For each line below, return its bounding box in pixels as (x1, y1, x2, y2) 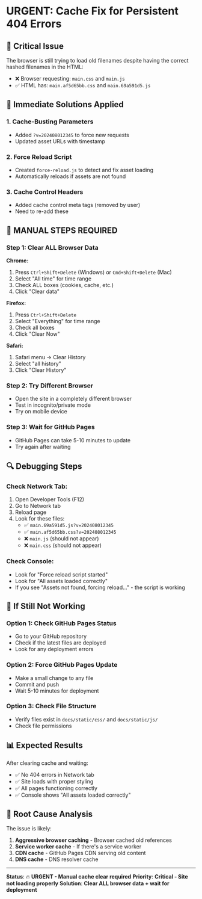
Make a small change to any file (14, 674, 94, 681)
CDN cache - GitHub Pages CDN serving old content (14, 850, 146, 857)
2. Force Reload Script (6, 152, 72, 161)
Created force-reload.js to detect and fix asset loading (14, 166, 154, 173)
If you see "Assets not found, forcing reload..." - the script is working (14, 584, 185, 591)
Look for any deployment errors (14, 646, 94, 653)
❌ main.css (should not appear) (23, 542, 102, 549)
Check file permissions (14, 722, 72, 729)
